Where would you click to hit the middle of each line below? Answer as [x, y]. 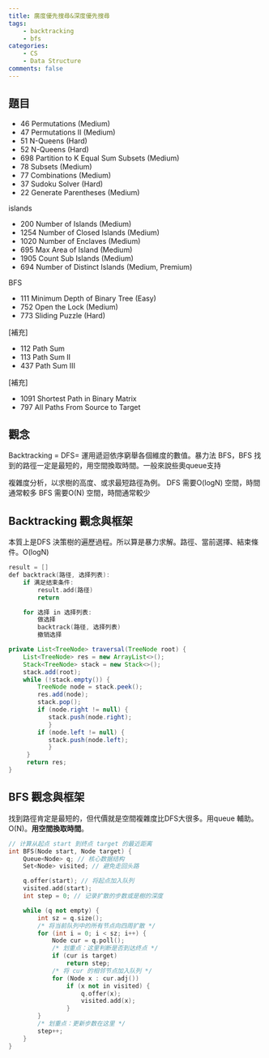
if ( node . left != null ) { [81, 732]
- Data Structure [52, 62]
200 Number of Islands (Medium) [76, 224]
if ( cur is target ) [84, 956]
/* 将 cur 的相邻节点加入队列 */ [102, 971]
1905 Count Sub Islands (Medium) [77, 258]
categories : [28, 46]
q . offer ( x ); [101, 993]
